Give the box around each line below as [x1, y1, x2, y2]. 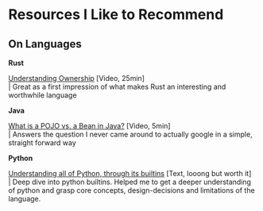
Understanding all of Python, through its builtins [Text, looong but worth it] [8, 169, 252, 178]
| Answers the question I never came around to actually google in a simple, [8, 129, 253, 139]
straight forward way [8, 138, 77, 148]
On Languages [8, 37, 82, 51]
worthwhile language [8, 90, 77, 100]
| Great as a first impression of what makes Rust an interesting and [8, 82, 226, 91]
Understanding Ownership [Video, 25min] [8, 74, 145, 82]
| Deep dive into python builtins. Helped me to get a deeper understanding [8, 177, 252, 186]
